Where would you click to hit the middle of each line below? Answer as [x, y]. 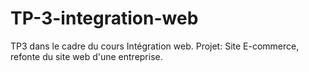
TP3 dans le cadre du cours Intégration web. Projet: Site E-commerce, [155, 46]
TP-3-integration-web [104, 18]
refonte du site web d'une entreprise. [86, 56]
